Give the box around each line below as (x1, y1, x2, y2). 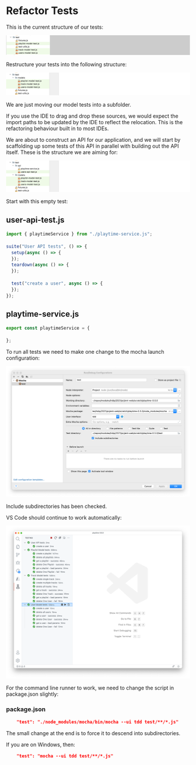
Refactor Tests (6, 4, 79, 18)
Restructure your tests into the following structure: (6, 61, 127, 68)
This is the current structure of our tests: (6, 23, 104, 30)
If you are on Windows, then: (6, 741, 75, 748)
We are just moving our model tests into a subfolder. (6, 101, 131, 108)
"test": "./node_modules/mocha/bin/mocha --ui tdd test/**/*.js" (16, 719, 179, 725)
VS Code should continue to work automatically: (6, 514, 122, 521)
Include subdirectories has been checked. (6, 503, 107, 510)
